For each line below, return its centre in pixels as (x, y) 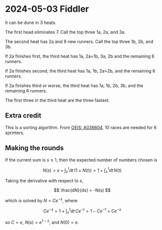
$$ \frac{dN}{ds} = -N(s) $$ (82, 190)
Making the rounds (35, 148)
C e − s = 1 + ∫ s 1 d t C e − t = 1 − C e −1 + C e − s (82, 211)
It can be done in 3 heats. (31, 23)
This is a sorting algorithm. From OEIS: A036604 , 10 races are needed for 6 (81, 127)
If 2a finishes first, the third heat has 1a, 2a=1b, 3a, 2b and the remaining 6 (80, 56)
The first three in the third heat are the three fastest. (58, 100)
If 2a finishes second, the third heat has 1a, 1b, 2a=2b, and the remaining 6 (80, 71)
